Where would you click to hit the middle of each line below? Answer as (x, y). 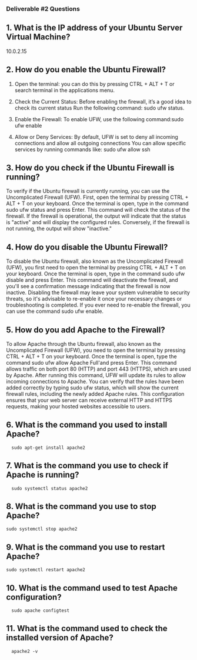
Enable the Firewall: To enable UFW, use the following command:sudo (99, 119)
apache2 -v (25, 651)
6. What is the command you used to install (87, 425)
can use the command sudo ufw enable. (55, 311)
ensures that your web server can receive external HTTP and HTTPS (89, 400)
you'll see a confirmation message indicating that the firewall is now (88, 286)
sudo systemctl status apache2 (50, 488)
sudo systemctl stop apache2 (42, 529)
